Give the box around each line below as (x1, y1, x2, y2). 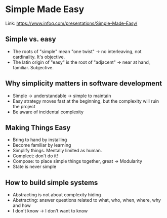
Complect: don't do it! (12, 153, 58, 159)
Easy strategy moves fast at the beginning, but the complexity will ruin (12, 98, 159, 104)
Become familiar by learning (12, 142, 71, 148)
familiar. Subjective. (12, 64, 54, 70)
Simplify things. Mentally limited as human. (12, 148, 102, 154)
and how (12, 202, 31, 208)
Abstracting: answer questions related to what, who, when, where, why (12, 197, 161, 203)
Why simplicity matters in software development (5, 79, 162, 88)
